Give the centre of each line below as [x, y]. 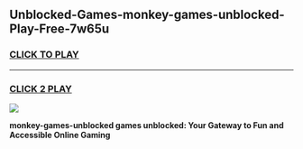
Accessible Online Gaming [60, 135]
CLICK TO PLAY [44, 55]
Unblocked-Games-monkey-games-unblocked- [147, 15]
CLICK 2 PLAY [41, 88]
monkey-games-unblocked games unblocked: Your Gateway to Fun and [147, 125]
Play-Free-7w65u [60, 29]
